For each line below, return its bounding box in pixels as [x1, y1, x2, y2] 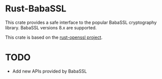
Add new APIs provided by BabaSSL [12, 68, 87, 74]
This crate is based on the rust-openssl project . [5, 34, 103, 40]
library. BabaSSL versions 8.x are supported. [5, 24, 97, 30]
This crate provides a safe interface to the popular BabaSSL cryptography [5, 19, 157, 25]
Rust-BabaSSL [5, 3, 66, 14]
